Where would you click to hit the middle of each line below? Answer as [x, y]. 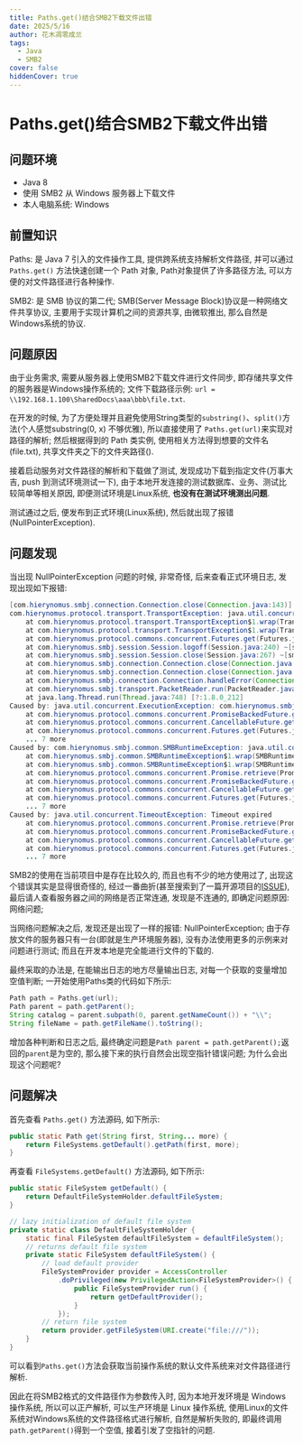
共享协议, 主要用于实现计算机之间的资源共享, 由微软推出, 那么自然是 [142, 311]
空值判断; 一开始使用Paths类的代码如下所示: [91, 981]
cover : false [34, 69]
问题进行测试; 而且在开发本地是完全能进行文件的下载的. [112, 951]
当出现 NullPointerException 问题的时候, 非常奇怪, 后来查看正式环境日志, [143, 577]
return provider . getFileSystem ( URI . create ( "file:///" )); [151, 1331]
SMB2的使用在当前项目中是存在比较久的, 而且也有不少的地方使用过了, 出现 [147, 875]
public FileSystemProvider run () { [140, 1288]
